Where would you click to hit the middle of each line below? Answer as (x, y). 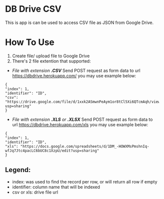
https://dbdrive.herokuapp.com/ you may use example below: (74, 76)
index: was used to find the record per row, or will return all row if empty (85, 181)
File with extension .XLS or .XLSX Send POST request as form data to (82, 119)
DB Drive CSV (33, 9)
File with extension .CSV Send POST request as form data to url (76, 70)
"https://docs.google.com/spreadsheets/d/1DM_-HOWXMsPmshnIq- (85, 146)
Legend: (18, 170)
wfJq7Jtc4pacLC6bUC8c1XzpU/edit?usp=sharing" (52, 151)
